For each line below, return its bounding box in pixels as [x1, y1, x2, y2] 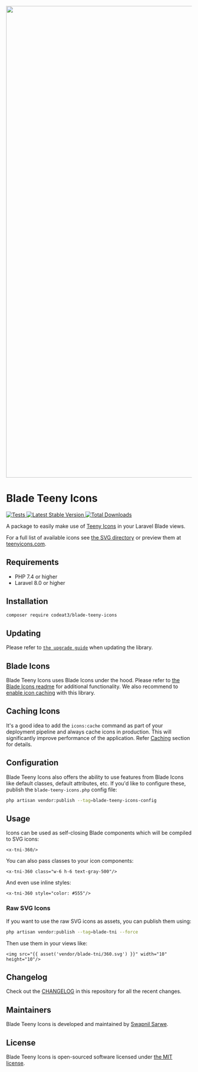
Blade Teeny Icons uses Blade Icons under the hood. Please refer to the [6, 677, 180, 684]
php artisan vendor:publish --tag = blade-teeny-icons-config [6, 797, 157, 803]
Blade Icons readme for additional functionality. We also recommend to [6, 683, 179, 690]
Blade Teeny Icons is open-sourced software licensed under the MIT [6, 1053, 173, 1060]
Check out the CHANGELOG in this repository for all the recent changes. [6, 988, 181, 995]
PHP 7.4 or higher [14, 573, 58, 580]
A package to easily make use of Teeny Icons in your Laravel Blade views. [6, 522, 186, 530]
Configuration [6, 758, 59, 768]
